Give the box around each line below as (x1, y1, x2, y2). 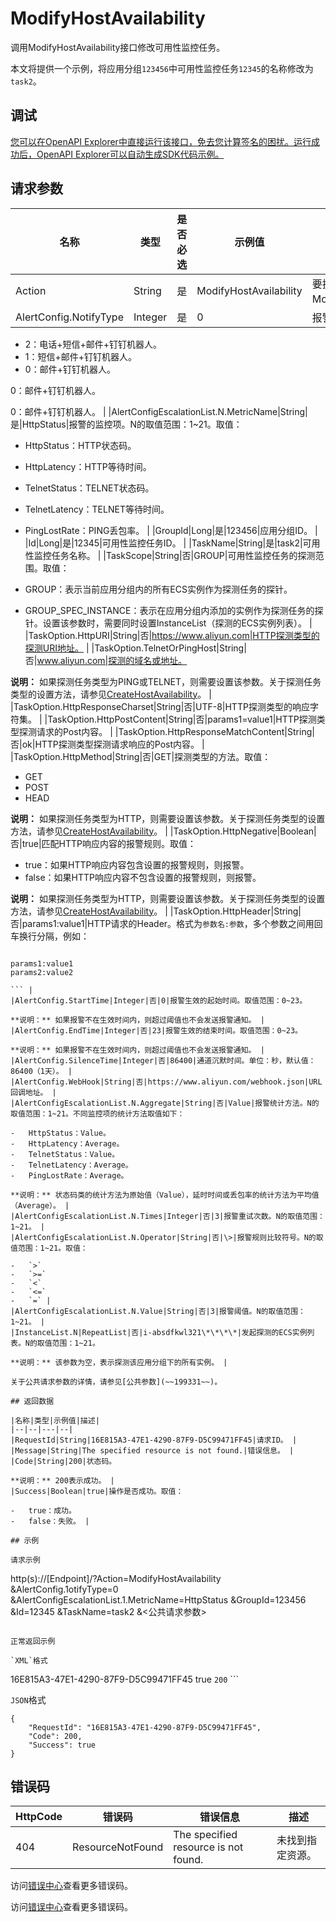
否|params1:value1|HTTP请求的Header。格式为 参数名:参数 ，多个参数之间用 (10, 917, 315, 929)
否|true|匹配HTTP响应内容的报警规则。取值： (10, 837, 197, 849)
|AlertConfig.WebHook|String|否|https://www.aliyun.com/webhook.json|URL (10, 1077, 323, 1087)
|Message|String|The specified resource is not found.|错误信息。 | (10, 1445, 295, 1456)
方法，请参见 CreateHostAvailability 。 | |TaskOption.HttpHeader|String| (10, 905, 302, 917)
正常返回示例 (10, 1636, 56, 1646)
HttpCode (15, 1810, 63, 1824)
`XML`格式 (10, 1655, 48, 1666)
